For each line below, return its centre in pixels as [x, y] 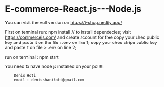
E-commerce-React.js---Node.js [73, 9]
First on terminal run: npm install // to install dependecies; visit [68, 32]
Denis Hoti [25, 75]
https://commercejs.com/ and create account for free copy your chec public [82, 37]
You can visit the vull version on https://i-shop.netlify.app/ [64, 22]
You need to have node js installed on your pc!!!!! [55, 66]
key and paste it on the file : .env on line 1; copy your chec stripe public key [81, 42]
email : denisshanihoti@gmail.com [49, 80]
